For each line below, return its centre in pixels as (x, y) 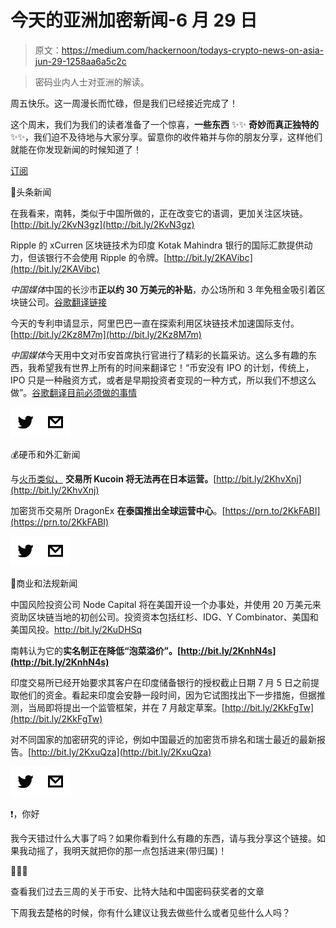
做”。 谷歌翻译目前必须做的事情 (74, 392)
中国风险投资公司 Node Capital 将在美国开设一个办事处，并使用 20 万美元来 (166, 604)
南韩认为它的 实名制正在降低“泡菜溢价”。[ (96, 650)
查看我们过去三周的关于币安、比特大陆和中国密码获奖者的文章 (137, 891)
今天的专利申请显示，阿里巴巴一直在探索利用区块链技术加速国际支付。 (155, 323)
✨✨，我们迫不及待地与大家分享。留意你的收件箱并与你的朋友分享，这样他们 (166, 137)
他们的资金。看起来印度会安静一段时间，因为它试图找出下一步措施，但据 (167, 695)
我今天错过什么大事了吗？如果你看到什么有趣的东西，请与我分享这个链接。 (163, 838)
